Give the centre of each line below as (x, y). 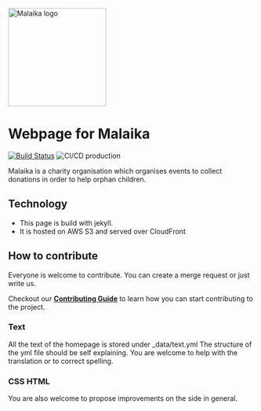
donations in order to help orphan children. (77, 179)
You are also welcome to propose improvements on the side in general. (123, 398)
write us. (22, 283)
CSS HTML (29, 381)
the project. (27, 306)
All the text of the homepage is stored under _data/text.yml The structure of (130, 344)
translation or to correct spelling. (61, 361)
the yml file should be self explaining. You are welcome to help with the (123, 352)
